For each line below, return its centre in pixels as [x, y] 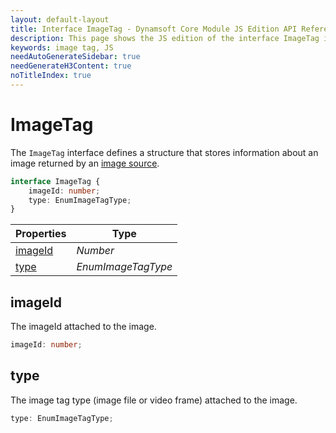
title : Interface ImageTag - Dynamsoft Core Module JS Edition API [154, 29]
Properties [41, 234]
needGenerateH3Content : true [71, 66]
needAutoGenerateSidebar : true [75, 57]
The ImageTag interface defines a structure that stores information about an [164, 152]
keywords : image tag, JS [62, 47]
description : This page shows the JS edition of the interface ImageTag [165, 38]
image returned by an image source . [85, 163]
